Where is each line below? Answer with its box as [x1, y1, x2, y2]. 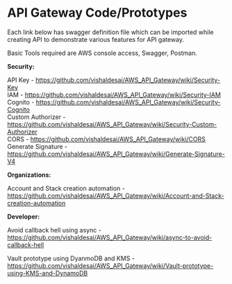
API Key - [7, 75, 35, 84]
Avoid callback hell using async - [7, 226, 102, 234]
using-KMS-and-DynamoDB [7, 269, 88, 277]
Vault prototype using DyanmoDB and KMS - [7, 254, 135, 262]
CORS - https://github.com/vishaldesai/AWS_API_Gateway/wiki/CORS [7, 134, 206, 143]
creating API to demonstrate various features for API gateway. [7, 35, 184, 43]
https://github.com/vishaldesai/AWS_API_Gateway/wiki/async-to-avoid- [7, 233, 213, 242]
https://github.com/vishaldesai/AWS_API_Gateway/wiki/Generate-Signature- [7, 150, 226, 158]
